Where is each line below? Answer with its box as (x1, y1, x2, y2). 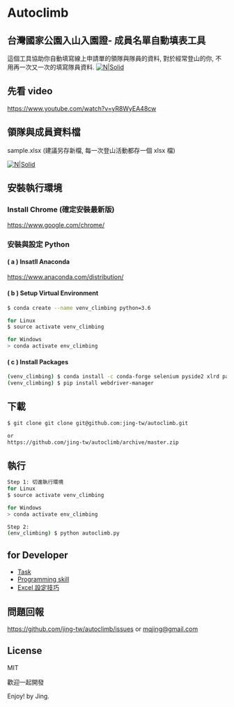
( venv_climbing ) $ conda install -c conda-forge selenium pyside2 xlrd (7, 373, 219, 380)
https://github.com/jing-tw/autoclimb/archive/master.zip (7, 438, 179, 446)
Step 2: (7, 523, 30, 530)
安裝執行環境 (7, 182, 63, 194)
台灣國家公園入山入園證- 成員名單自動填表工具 (7, 34, 206, 46)
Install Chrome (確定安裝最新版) (7, 204, 115, 214)
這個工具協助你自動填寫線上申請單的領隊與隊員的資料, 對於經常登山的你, (7, 54, 214, 62)
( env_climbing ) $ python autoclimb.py (7, 530, 120, 537)
